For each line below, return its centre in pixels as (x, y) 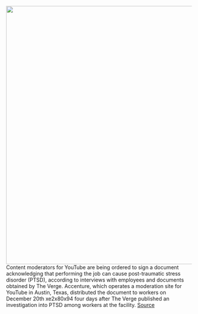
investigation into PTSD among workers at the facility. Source (80, 305)
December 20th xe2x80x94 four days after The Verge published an (88, 299)
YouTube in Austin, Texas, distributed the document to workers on (86, 292)
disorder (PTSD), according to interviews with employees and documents (95, 280)
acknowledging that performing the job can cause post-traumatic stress (93, 274)
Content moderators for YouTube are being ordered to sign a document (93, 267)
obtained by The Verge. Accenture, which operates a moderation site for (94, 286)
